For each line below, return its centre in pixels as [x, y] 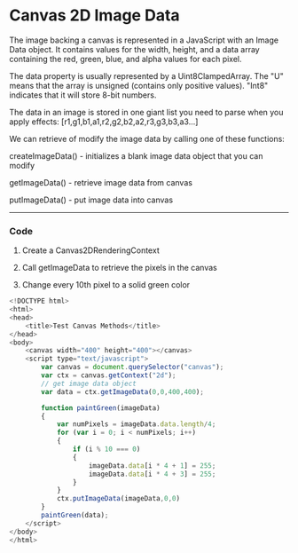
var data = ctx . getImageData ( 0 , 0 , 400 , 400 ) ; [122, 391]
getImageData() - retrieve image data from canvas [101, 182]
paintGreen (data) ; [75, 516]
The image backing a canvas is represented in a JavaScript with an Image [144, 40]
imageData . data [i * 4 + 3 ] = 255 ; [152, 474]
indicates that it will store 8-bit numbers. [83, 95]
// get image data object [89, 383]
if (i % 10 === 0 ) [106, 449]
